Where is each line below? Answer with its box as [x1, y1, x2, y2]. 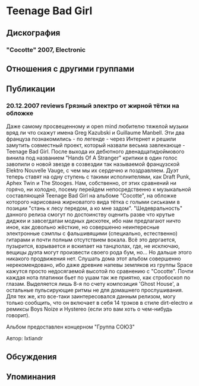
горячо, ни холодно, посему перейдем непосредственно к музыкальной [6, 186, 191, 193]
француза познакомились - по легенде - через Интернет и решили [6, 135, 176, 142]
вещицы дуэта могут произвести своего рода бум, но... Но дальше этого [6, 248, 192, 256]
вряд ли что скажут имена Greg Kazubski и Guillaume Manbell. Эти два [6, 129, 185, 136]
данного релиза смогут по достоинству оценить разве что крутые [6, 210, 175, 218]
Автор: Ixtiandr [6, 334, 43, 342]
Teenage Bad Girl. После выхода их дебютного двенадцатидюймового [6, 148, 185, 155]
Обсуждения [6, 352, 57, 362]
